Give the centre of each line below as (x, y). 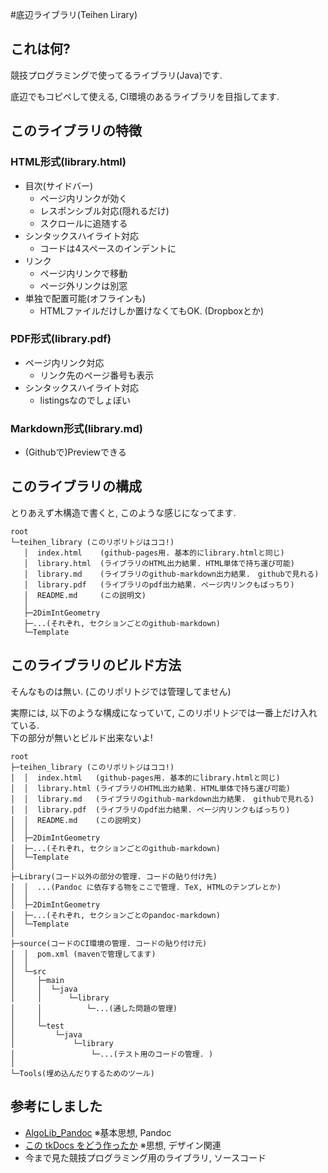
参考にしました (56, 1106)
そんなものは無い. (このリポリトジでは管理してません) (121, 691)
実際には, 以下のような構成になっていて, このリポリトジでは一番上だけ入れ (164, 712)
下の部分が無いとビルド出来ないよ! (81, 737)
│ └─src (28, 971)
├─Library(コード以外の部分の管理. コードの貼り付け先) (114, 876)
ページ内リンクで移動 (83, 273)
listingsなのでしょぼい (85, 400)
